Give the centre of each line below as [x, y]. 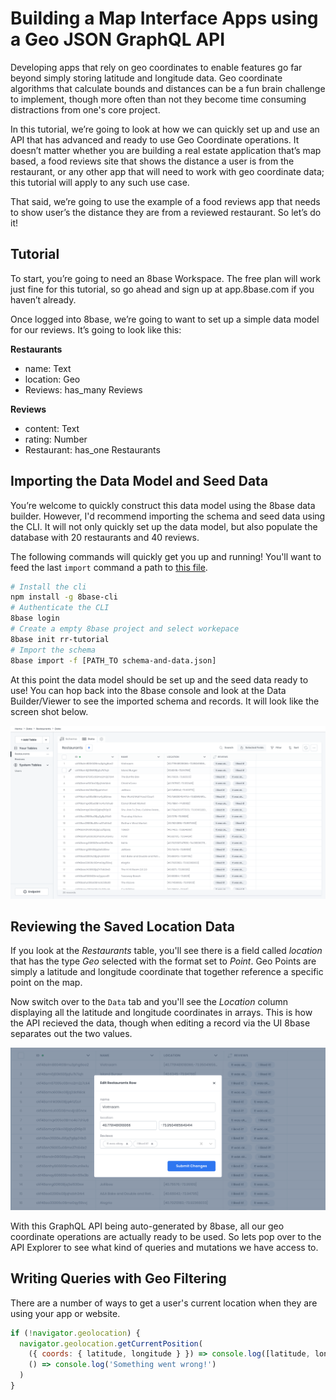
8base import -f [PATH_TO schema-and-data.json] [113, 660]
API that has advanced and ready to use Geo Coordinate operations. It [155, 139]
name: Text [48, 368]
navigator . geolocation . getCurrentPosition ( [111, 1343]
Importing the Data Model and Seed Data [139, 481]
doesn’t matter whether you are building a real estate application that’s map [166, 150]
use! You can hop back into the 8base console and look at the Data [148, 690]
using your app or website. [65, 1313]
